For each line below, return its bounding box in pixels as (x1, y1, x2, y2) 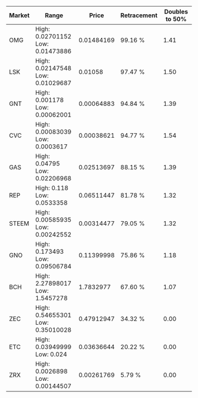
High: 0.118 (35, 184, 69, 192)
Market (9, 11, 30, 20)
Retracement (120, 11, 158, 20)
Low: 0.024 (35, 350, 68, 358)
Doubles (164, 8, 189, 15)
